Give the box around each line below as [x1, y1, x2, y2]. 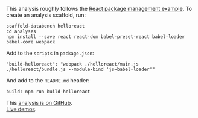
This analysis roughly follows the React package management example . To [6, 5, 192, 12]
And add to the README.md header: [6, 77, 89, 84]
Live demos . [6, 105, 37, 113]
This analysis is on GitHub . [6, 99, 72, 106]
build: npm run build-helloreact [6, 88, 91, 95]
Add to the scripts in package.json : [6, 49, 95, 57]
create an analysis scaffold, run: [6, 11, 86, 19]
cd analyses [6, 28, 36, 34]
